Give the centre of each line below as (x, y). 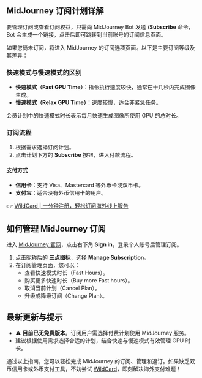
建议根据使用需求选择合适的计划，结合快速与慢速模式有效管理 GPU (99, 341)
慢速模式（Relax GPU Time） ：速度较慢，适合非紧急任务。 (88, 102)
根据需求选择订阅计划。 (45, 147)
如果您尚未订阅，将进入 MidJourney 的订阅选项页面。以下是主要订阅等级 (98, 47)
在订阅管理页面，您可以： (47, 265)
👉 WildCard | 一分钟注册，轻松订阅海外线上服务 (67, 206)
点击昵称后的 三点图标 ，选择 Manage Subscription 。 (82, 258)
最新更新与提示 (35, 317)
